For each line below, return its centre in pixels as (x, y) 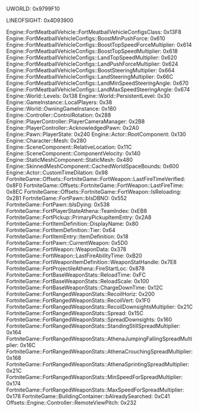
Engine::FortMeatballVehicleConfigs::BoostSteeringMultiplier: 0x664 (91, 70)
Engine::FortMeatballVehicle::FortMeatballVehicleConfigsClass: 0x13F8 (94, 32)
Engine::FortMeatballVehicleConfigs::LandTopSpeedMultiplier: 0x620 (92, 57)
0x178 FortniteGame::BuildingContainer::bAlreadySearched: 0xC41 (88, 396)
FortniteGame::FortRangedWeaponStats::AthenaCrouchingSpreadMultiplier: (99, 352)
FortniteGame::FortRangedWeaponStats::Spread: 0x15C (75, 313)
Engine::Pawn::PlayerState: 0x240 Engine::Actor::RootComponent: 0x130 (96, 134)
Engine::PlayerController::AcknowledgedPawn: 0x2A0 (73, 128)
